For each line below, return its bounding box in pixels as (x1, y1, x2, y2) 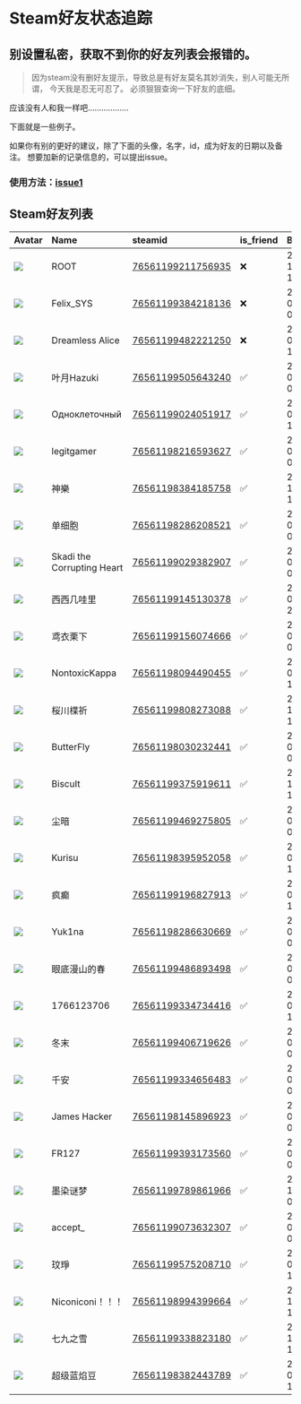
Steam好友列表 (9, 207, 94, 222)
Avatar (13, 234, 43, 246)
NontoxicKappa (51, 667, 116, 679)
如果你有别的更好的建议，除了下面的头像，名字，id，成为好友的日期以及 (9, 141, 275, 151)
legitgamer (51, 444, 97, 457)
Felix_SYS (51, 297, 93, 309)
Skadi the (51, 550, 91, 563)
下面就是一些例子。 (9, 122, 81, 132)
